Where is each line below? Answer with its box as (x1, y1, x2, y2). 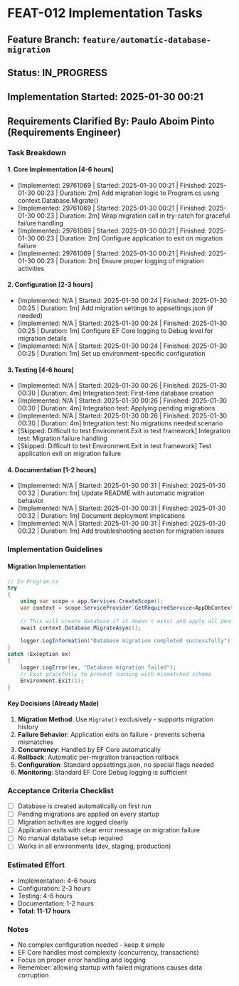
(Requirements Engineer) (7, 126, 121, 138)
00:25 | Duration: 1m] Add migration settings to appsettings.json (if (17, 304, 213, 312)
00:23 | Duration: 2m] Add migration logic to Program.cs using (36, 189, 220, 197)
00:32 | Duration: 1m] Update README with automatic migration (17, 489, 205, 497)
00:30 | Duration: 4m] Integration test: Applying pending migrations (17, 404, 216, 413)
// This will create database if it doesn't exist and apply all (20, 617, 218, 625)
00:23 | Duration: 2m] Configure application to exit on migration (36, 233, 223, 243)
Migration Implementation (7, 562, 86, 571)
